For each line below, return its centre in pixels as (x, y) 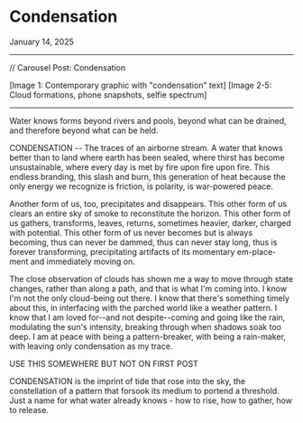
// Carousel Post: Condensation (68, 67)
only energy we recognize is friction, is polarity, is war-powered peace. (141, 186)
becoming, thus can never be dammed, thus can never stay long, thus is (143, 242)
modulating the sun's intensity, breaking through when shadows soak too (146, 326)
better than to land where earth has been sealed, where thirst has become (147, 157)
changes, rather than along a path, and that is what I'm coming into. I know (148, 288)
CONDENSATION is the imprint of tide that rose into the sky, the (128, 381)
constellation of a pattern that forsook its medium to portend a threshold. (144, 390)
